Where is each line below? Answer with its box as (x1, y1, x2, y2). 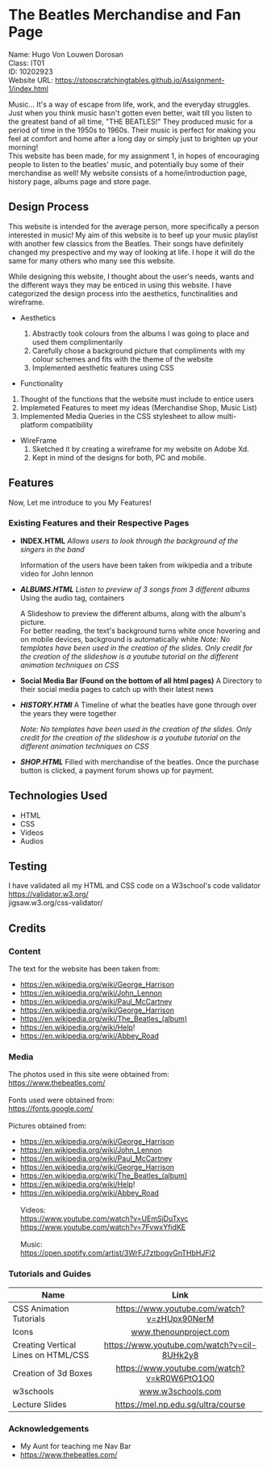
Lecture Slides (12, 1398, 67, 1410)
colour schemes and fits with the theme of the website (31, 354, 214, 364)
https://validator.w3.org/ (8, 890, 89, 899)
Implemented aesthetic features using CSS (31, 363, 175, 372)
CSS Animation (12, 1302, 70, 1314)
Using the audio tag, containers (19, 593, 125, 602)
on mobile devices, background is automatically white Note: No (19, 634, 231, 643)
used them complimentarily (31, 337, 123, 346)
